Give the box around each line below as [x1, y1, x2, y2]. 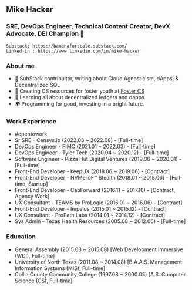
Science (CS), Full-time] [14, 277, 73, 284]
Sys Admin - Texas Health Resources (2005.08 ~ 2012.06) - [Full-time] [14, 218, 186, 225]
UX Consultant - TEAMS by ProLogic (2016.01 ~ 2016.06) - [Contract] [14, 199, 183, 206]
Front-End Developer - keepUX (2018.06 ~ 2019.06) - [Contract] [14, 168, 170, 175]
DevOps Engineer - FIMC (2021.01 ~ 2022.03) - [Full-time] [14, 143, 156, 150]
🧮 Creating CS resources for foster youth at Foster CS [14, 87, 145, 95]
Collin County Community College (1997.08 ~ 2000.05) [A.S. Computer [14, 271, 186, 278]
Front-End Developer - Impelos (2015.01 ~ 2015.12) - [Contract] [14, 205, 167, 213]
